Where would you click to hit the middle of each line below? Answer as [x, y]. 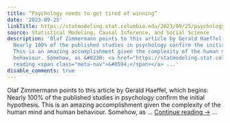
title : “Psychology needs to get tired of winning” [82, 13]
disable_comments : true [41, 70]
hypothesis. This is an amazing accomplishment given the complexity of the [114, 105]
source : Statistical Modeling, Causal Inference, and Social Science [108, 32]
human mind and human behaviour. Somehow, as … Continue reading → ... [112, 112]
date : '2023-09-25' [35, 20]
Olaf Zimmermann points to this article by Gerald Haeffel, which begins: [108, 90]
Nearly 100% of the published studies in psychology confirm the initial [106, 97]
